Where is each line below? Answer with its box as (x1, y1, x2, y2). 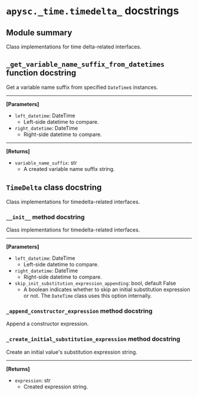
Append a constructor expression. (6, 320, 89, 328)
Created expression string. (23, 383, 88, 390)
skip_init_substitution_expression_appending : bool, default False (14, 279, 176, 286)
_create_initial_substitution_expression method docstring (6, 335, 181, 343)
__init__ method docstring (6, 213, 85, 221)
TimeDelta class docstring (6, 183, 102, 193)
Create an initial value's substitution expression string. (6, 348, 137, 355)
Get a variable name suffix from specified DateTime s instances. (6, 84, 158, 91)
